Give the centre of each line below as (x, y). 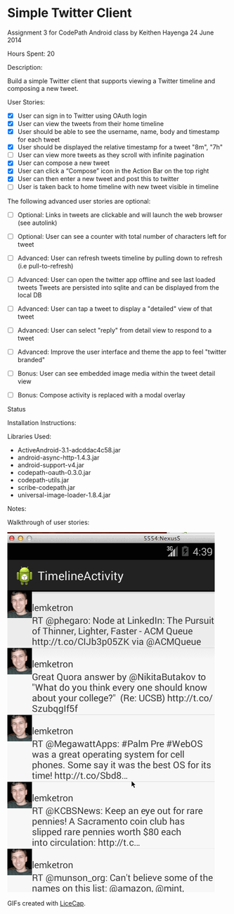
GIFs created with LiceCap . (46, 903)
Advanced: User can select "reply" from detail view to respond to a (115, 330)
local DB (30, 295)
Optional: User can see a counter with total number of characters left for (122, 236)
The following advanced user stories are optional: (79, 201)
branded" (31, 359)
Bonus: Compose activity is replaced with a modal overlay (101, 395)
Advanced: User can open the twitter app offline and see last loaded (116, 279)
